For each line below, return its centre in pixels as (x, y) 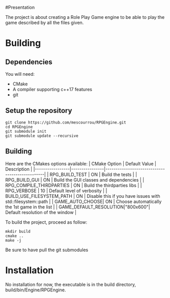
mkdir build (18, 231)
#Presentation (20, 7)
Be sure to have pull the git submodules (47, 250)
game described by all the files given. (45, 23)
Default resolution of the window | (41, 212)
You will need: (20, 74)
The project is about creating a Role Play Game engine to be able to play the (85, 17)
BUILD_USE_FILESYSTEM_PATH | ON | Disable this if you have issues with (83, 196)
